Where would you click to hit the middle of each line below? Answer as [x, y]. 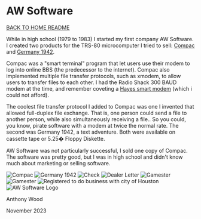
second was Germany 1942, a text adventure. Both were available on [91, 132]
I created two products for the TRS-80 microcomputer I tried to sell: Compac [100, 45]
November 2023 [26, 211]
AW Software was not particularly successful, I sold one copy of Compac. [97, 150]
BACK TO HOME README [38, 27]
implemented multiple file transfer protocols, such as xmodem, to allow [94, 76]
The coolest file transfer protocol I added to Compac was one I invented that [100, 106]
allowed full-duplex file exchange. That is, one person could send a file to [97, 113]
